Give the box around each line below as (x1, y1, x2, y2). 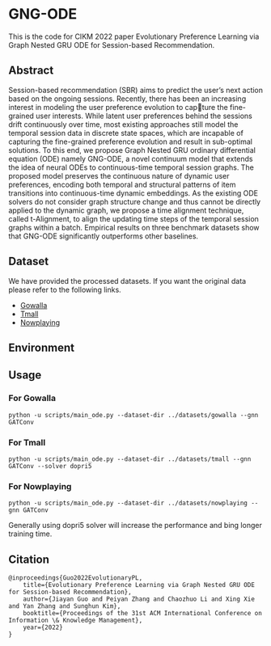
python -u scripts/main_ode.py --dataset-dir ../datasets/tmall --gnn (8, 454, 252, 463)
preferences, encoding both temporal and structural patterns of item (8, 179, 236, 189)
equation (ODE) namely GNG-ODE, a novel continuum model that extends (8, 154, 253, 163)
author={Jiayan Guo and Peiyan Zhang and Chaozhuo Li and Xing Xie (23, 595, 255, 603)
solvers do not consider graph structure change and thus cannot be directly (8, 196, 261, 206)
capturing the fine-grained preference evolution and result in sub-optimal (8, 137, 253, 146)
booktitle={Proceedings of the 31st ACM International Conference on (23, 610, 263, 618)
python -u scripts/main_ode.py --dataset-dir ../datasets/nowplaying (8, 499, 248, 508)
